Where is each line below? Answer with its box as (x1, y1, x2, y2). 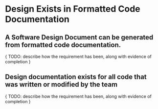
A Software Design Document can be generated (5, 33, 154, 41)
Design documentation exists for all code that (5, 73, 147, 81)
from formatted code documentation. (5, 40, 121, 49)
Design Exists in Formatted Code (5, 3, 140, 15)
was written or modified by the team (5, 80, 118, 89)
